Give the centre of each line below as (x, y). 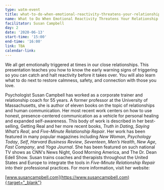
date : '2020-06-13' (25, 32)
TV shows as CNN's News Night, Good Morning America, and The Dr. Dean (81, 152)
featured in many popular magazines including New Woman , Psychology (78, 136)
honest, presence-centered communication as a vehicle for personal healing (82, 116)
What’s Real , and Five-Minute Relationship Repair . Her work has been (75, 131)
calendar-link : (20, 50)
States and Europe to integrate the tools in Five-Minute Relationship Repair (80, 163)
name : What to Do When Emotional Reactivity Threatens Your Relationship (82, 19)
